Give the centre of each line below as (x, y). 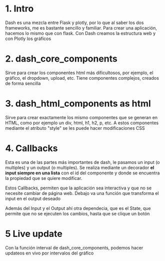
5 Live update (34, 234)
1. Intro (19, 9)
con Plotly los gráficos (28, 39)
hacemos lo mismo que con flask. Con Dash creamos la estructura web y (80, 33)
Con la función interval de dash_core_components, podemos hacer (74, 247)
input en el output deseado (33, 198)
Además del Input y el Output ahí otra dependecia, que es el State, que (78, 208)
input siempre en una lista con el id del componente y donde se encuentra (82, 173)
